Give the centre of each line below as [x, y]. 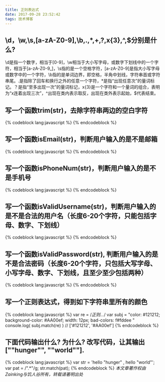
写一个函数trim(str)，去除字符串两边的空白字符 [77, 110]
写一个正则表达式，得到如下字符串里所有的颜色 [76, 302]
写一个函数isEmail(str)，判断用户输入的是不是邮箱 [81, 139]
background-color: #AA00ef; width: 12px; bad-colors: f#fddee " [70, 320]
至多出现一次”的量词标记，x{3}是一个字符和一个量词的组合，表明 [94, 87]
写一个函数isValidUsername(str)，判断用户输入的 [81, 207]
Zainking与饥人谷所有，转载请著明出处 [44, 374]
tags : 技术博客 [19, 19]
